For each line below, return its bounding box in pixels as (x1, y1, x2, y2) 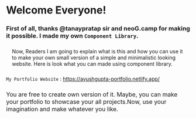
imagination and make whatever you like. (6, 105, 119, 113)
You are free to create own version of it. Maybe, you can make (6, 90, 178, 98)
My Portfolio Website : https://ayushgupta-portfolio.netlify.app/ (6, 76, 160, 83)
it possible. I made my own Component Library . (6, 32, 139, 40)
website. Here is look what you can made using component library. (12, 60, 173, 67)
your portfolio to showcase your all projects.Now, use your (6, 98, 167, 106)
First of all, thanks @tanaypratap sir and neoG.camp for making (6, 25, 190, 33)
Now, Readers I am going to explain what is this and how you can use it (12, 48, 183, 55)
